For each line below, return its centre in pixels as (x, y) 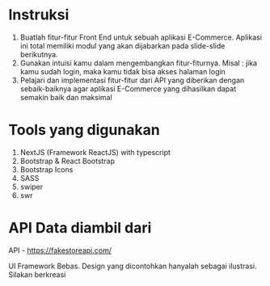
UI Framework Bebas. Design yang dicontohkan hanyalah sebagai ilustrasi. (133, 266)
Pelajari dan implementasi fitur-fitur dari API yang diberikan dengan (132, 80)
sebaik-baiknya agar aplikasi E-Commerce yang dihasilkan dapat (128, 88)
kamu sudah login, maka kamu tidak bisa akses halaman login (123, 71)
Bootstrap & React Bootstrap (67, 161)
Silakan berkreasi (37, 274)
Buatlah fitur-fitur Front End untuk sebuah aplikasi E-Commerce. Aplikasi (141, 37)
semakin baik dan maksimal (66, 97)
